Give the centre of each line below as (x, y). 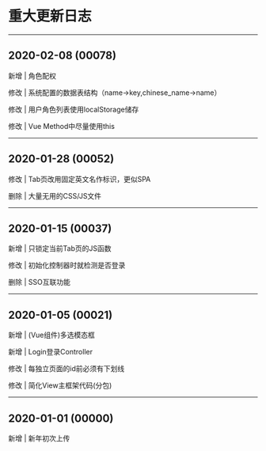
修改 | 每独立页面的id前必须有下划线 (66, 369)
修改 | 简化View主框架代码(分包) (60, 385)
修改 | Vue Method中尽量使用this (61, 126)
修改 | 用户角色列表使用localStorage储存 (74, 109)
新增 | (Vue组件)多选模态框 (51, 335)
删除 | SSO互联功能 (40, 282)
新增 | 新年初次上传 (39, 438)
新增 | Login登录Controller (51, 352)
